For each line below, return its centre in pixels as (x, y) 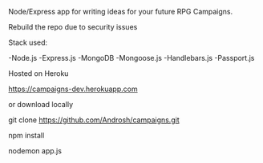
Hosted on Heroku (38, 74)
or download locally (41, 104)
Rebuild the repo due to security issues (73, 27)
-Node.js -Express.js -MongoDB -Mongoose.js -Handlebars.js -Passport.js (131, 58)
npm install (26, 135)
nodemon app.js (35, 151)
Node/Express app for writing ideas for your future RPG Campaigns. (121, 12)
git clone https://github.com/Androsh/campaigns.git (94, 120)
